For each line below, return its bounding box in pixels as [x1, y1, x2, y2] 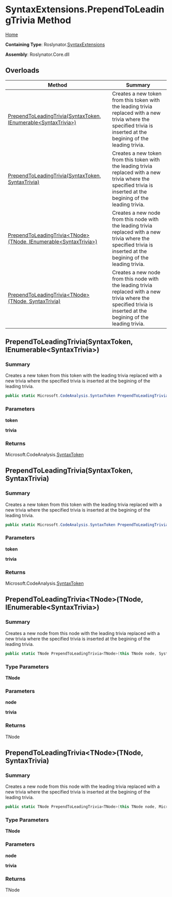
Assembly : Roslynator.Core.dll [5, 51, 70, 57]
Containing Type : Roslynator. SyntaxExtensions [5, 41, 105, 47]
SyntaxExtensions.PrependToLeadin [5, 4, 165, 15]
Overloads [5, 66, 39, 75]
